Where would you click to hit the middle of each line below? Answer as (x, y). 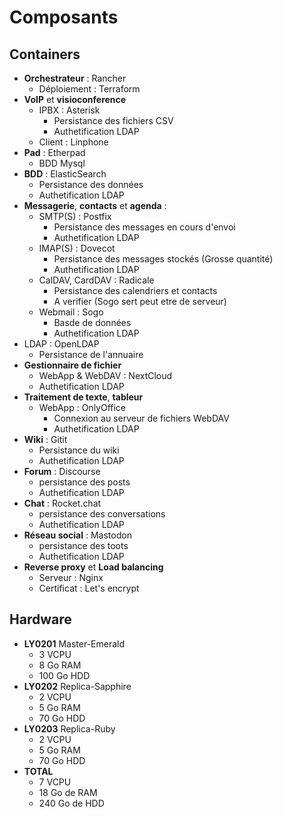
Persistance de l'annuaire (91, 354)
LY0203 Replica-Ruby (69, 728)
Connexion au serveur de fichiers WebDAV (141, 418)
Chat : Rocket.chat (62, 503)
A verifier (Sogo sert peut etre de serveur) (140, 301)
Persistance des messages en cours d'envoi (144, 227)
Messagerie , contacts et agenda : (95, 205)
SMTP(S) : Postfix (75, 216)
